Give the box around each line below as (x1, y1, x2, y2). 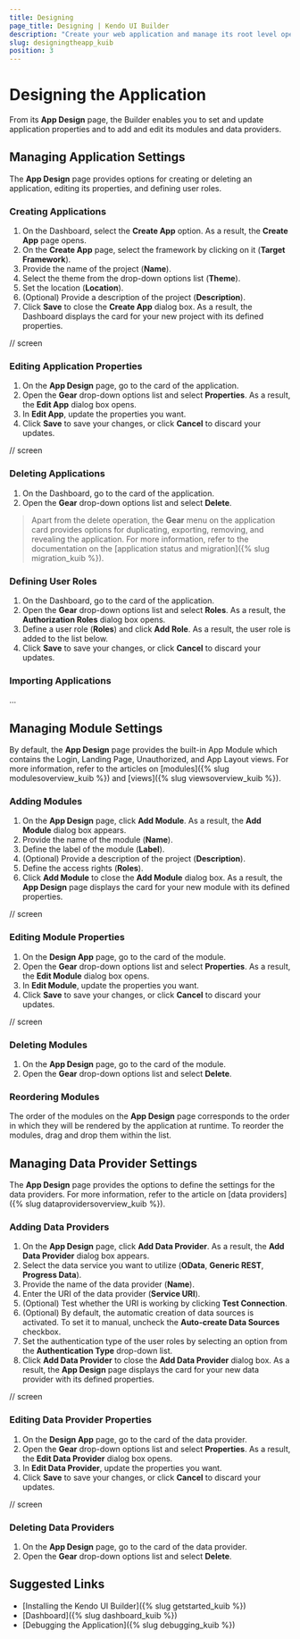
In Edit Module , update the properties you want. (21, 979, 199, 990)
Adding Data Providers (9, 1221, 110, 1233)
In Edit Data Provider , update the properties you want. (21, 1462, 222, 1473)
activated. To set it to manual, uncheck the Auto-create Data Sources (21, 1317, 280, 1328)
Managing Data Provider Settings (9, 1156, 198, 1171)
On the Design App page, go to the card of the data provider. (21, 1433, 247, 1444)
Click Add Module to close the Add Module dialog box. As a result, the (21, 872, 283, 883)
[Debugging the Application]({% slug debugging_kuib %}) (21, 1619, 236, 1630)
